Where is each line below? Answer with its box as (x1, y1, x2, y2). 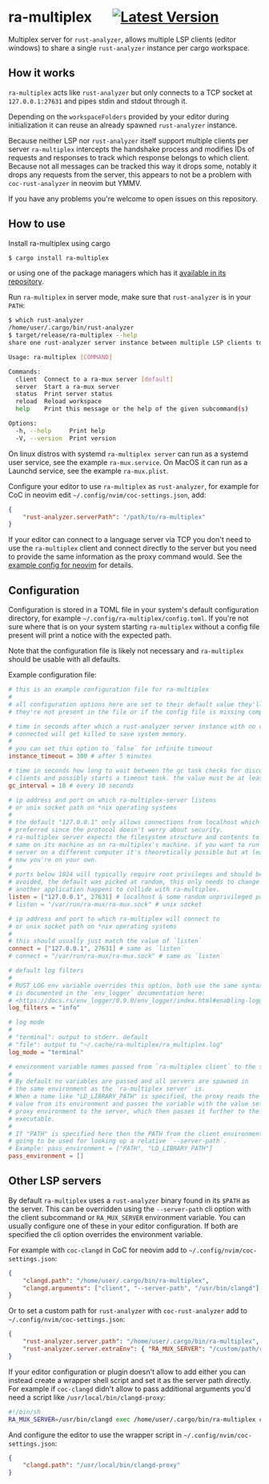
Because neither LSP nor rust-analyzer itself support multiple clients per (8, 135, 250, 145)
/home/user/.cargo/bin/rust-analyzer (8, 324, 134, 332)
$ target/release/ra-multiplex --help (8, 331, 138, 340)
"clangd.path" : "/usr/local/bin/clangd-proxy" (22, 1462, 181, 1470)
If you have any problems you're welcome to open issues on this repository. (8, 193, 259, 204)
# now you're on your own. (8, 855, 98, 863)
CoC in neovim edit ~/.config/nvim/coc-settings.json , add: (8, 490, 207, 499)
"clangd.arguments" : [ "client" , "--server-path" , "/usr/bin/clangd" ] (22, 1284, 260, 1292)
